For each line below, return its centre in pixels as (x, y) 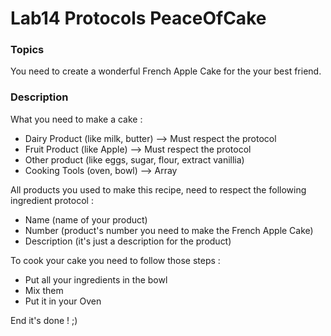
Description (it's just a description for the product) (128, 241)
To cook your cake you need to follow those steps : (115, 260)
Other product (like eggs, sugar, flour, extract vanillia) (134, 159)
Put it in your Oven (63, 301)
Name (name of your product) (86, 219)
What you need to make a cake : (76, 119)
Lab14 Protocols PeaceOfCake (138, 18)
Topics (27, 50)
